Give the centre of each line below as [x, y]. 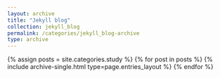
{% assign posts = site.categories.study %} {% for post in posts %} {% [110, 59]
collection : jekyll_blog [44, 26]
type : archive [28, 40]
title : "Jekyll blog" [39, 20]
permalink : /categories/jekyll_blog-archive [73, 33]
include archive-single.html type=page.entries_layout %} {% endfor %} [110, 67]
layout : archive [31, 14]
